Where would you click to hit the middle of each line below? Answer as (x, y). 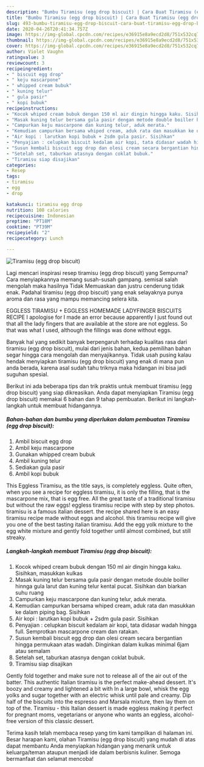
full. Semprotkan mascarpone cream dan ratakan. (77, 631)
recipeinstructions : (32, 108)
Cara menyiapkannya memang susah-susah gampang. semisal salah (92, 279)
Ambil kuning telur (38, 460)
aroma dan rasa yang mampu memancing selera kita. (73, 299)
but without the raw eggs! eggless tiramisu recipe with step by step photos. (100, 505)
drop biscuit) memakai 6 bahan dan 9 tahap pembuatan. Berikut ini (90, 399)
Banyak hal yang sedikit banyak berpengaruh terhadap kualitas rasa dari (97, 341)
